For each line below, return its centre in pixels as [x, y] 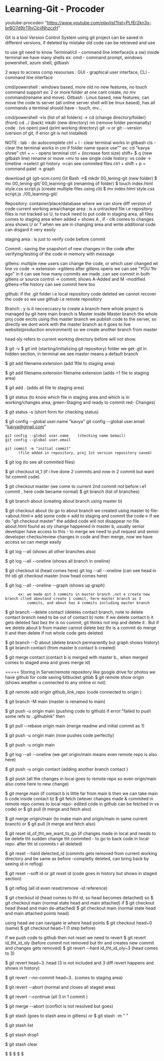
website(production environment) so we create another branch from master [81, 329]
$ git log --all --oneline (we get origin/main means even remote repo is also [81, 754]
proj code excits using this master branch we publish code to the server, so [81, 319]
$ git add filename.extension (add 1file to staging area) [60, 363]
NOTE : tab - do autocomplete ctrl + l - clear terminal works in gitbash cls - [81, 142]
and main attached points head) [37, 913]
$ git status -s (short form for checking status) [52, 412]
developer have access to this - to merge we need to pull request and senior [82, 531]
